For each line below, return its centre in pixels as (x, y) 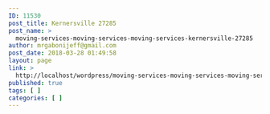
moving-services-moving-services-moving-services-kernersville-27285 (134, 38)
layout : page (30, 61)
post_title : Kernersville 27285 (62, 23)
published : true (35, 83)
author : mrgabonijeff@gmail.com (62, 46)
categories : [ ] (35, 98)
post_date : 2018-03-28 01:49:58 (62, 53)
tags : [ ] (25, 90)
